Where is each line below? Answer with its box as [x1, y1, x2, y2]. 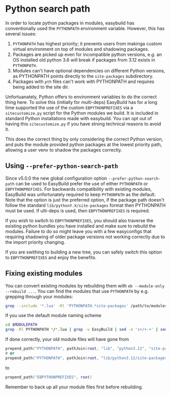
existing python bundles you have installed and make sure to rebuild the [5, 222, 156, 229]
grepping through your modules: [5, 293, 73, 299]
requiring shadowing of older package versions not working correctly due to [5, 234, 165, 240]
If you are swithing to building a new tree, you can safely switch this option [5, 249, 162, 255]
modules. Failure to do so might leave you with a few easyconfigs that [5, 228, 152, 234]
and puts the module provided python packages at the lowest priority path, [5, 141, 162, 148]
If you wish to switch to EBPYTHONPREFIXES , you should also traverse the [5, 217, 154, 223]
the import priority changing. [5, 239, 66, 245]
